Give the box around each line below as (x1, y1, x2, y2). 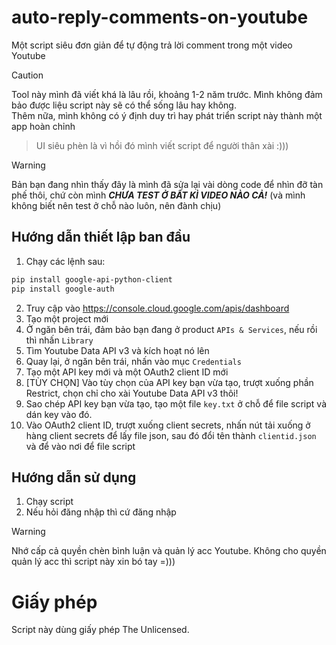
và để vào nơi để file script (25, 440, 136, 452)
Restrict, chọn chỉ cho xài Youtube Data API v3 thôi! (25, 387, 239, 399)
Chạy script (25, 496, 74, 508)
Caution (11, 69, 44, 81)
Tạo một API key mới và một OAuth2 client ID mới (25, 366, 229, 378)
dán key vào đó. (25, 408, 93, 420)
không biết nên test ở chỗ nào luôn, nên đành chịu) (11, 199, 222, 211)
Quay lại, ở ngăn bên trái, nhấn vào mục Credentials (25, 355, 242, 367)
